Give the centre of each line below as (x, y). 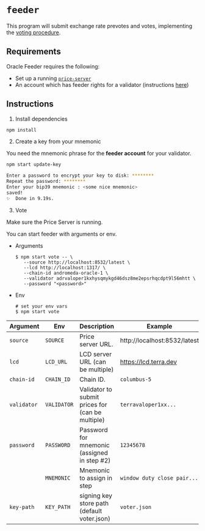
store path (94, 503)
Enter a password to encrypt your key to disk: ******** (80, 176)
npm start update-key (34, 165)
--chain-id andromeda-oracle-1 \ (66, 273)
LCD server (95, 354)
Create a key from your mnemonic (58, 141)
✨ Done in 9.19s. (30, 198)
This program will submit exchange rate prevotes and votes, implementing (99, 26)
